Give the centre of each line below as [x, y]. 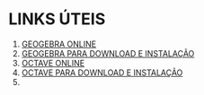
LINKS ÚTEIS [57, 19]
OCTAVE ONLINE [53, 63]
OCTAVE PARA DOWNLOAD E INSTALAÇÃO [102, 73]
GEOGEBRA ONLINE [58, 44]
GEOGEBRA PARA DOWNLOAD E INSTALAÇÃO [108, 53]
